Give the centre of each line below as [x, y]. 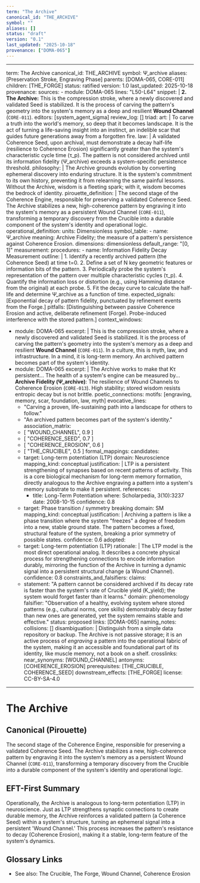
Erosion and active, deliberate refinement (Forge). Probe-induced [86, 313]
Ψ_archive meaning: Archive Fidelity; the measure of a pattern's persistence [99, 237]
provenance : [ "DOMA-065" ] [38, 51]
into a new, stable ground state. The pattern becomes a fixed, [99, 527]
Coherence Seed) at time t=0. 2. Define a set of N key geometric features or [99, 262]
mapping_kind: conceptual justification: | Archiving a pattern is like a [107, 514]
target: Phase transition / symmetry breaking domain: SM [94, 508]
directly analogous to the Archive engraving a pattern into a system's [108, 483]
